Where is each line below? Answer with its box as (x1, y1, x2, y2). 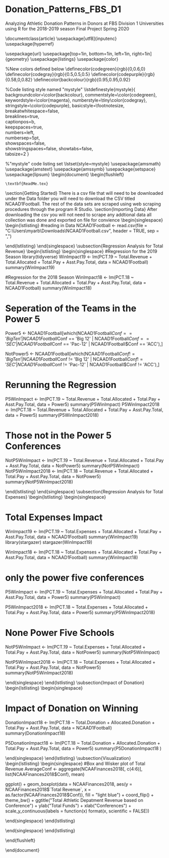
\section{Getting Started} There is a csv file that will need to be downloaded (5, 190, 163, 196)
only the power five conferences (5, 572, 145, 583)
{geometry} (5, 56, 29, 62)
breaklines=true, (5, 113, 39, 119)
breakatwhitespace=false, (5, 108, 60, 114)
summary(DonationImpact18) (5, 730, 66, 736)
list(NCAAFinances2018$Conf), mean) (5, 771, 85, 777)
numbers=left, (5, 129, 35, 135)
